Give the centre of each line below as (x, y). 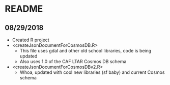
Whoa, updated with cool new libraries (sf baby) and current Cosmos (92, 72)
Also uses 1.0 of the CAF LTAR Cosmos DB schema (73, 61)
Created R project (31, 40)
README (24, 9)
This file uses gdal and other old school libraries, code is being (86, 51)
